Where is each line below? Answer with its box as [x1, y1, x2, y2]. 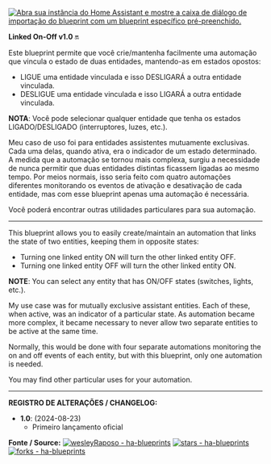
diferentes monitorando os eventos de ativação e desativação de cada [8, 181, 243, 190]
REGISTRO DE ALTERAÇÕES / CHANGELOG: [8, 398, 158, 408]
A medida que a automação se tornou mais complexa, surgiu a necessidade [8, 155, 261, 165]
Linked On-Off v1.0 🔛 [8, 32, 79, 41]
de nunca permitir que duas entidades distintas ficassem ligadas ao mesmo [8, 164, 260, 173]
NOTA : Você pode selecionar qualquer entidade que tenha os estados [8, 114, 241, 123]
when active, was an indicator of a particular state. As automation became [8, 309, 256, 319]
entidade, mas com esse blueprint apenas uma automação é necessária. [8, 190, 250, 199]
